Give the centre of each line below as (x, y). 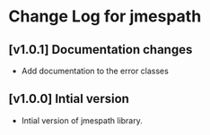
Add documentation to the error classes (95, 71)
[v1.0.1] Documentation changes (101, 50)
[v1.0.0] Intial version (69, 99)
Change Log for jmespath (105, 17)
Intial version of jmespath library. (82, 120)
